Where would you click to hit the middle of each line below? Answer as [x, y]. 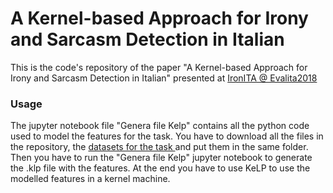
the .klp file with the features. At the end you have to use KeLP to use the [160, 168]
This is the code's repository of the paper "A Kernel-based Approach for [159, 67]
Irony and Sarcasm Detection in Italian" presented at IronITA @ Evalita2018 [164, 78]
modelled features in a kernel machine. [90, 179]
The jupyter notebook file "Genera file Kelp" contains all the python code [160, 126]
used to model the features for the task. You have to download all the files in [167, 136]
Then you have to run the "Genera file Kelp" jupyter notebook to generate [161, 158]
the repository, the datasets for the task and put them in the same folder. [159, 147]
